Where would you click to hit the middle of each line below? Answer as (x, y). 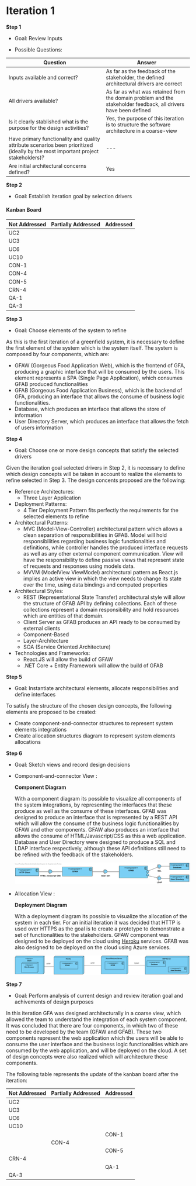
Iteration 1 (31, 11)
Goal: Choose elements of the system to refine (70, 330)
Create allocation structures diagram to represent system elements (95, 736)
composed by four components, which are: (58, 354)
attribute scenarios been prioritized (51, 145)
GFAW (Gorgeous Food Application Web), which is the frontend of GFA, (100, 365)
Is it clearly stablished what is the (48, 122)
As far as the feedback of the (141, 71)
